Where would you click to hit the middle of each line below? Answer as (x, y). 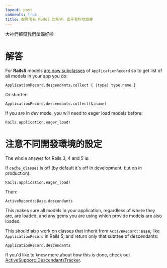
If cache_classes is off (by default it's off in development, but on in (74, 168)
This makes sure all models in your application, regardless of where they (80, 211)
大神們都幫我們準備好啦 (29, 34)
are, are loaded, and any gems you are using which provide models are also (84, 216)
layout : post (19, 10)
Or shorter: (17, 95)
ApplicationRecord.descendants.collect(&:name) (56, 104)
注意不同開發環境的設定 (54, 144)
